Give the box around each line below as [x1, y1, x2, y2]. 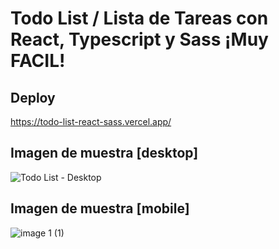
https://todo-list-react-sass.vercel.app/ [10, 116, 172, 127]
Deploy [10, 89, 56, 106]
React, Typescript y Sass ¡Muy [10, 28, 269, 51]
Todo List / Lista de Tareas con [10, 7, 269, 30]
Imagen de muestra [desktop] [10, 145, 199, 162]
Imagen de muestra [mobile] [10, 200, 190, 217]
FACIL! [10, 50, 66, 72]
